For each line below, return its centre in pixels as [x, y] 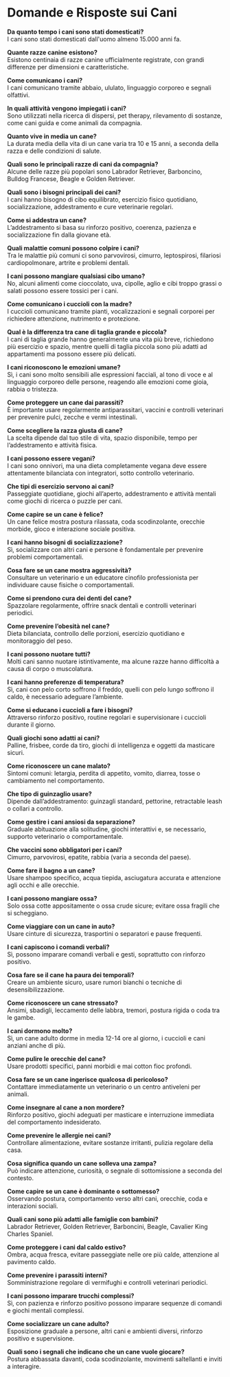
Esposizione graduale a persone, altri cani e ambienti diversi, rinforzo [105, 1331]
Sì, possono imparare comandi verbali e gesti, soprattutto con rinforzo [106, 954]
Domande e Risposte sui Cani [92, 13]
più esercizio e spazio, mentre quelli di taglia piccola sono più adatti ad [107, 346]
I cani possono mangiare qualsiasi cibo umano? [76, 276]
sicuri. [16, 752]
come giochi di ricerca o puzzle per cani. [65, 501]
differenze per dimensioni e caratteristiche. [68, 67]
